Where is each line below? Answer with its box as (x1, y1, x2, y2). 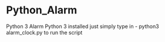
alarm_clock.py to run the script (6, 29, 83, 36)
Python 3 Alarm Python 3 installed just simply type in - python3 (6, 23, 160, 30)
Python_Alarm (6, 3, 78, 17)
